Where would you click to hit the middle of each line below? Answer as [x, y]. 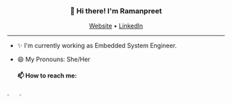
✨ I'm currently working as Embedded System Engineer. [97, 46]
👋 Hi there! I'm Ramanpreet [116, 11]
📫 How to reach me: [47, 76]
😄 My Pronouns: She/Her [54, 59]
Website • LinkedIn [116, 26]
